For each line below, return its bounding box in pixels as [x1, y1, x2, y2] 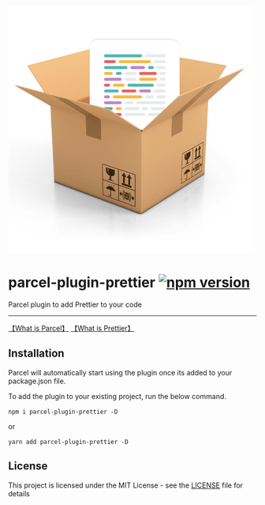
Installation [8, 347, 65, 360]
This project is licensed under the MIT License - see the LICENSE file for [8, 481, 243, 490]
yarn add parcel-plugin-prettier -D [8, 438, 129, 446]
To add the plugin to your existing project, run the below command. [8, 391, 227, 401]
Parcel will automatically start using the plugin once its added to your [8, 367, 233, 377]
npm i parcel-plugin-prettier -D [8, 408, 118, 416]
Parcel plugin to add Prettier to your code [8, 300, 142, 309]
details [8, 488, 30, 498]
